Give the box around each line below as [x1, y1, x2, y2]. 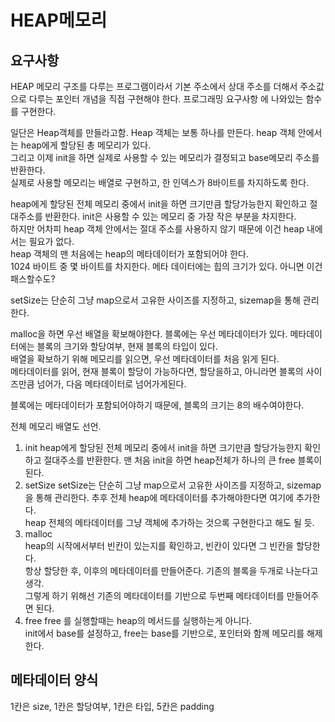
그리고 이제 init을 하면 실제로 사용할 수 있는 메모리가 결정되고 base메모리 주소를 [10, 152, 320, 163]
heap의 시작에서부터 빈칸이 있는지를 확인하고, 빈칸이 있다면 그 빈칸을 [24, 540, 294, 551]
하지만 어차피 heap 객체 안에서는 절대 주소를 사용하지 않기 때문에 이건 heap [10, 223, 305, 235]
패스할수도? [10, 273, 56, 285]
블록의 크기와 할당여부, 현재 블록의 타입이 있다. [36, 341, 218, 352]
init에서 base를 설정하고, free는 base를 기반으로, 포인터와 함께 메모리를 [24, 627, 305, 639]
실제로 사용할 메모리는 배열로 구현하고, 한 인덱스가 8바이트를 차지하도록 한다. [10, 177, 310, 188]
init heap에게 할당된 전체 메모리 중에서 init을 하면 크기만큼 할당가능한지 [24, 442, 303, 453]
